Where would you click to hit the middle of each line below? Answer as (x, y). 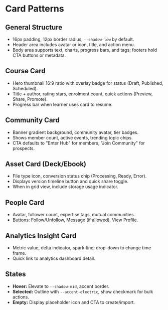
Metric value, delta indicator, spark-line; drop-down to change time (82, 248)
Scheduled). (25, 88)
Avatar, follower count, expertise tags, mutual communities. (74, 215)
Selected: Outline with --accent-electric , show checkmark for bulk (83, 291)
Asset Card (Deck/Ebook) (46, 164)
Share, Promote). (30, 99)
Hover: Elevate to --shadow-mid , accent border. (61, 286)
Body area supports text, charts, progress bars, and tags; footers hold (85, 50)
